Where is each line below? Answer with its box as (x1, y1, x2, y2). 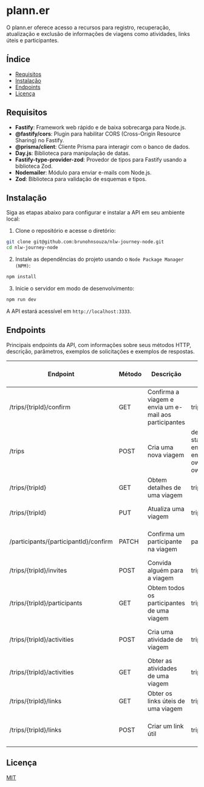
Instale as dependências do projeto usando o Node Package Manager (15, 256, 184, 263)
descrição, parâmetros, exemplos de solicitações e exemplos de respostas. (6, 348, 195, 355)
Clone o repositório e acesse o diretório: (15, 227, 116, 235)
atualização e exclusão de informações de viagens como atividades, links (6, 30, 190, 37)
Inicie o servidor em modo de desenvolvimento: (15, 285, 135, 292)
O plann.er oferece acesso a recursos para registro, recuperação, (6, 24, 171, 31)
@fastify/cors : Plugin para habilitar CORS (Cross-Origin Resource (15, 130, 181, 137)
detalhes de (148, 483, 182, 492)
